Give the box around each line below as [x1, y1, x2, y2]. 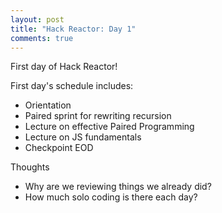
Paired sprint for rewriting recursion [24, 110, 172, 122]
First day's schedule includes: [10, 80, 134, 92]
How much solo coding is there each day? [24, 191, 198, 203]
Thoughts [10, 161, 50, 173]
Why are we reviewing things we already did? [24, 181, 212, 193]
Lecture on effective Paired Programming [24, 121, 195, 133]
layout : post [10, 14, 65, 25]
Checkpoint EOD [24, 142, 94, 154]
